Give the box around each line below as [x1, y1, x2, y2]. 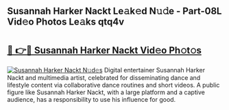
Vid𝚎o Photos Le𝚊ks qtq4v [7, 16, 125, 28]
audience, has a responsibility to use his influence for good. [7, 96, 176, 103]
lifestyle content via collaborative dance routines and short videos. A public [7, 81, 220, 89]
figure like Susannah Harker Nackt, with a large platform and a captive [7, 88, 206, 96]
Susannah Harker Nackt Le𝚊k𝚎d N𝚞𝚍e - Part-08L [7, 5, 222, 17]
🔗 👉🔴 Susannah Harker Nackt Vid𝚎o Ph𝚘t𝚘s [7, 44, 202, 56]
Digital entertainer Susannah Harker [104, 66, 206, 74]
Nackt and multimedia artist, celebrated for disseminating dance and [7, 74, 201, 81]
